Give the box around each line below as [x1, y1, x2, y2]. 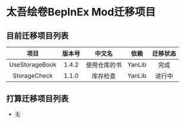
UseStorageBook [9, 61, 57, 68]
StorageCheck [12, 72, 53, 79]
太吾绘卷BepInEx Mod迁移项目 [6, 5, 156, 19]
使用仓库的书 [85, 61, 122, 69]
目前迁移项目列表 [6, 31, 69, 41]
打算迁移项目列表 [6, 94, 69, 104]
